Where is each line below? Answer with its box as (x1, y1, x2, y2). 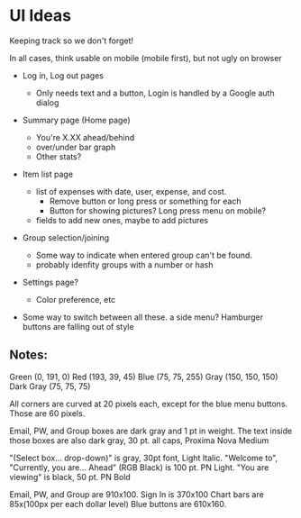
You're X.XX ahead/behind (35, 132, 135, 142)
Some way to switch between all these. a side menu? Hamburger (22, 312, 264, 323)
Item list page (22, 168, 74, 179)
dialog (35, 96, 59, 108)
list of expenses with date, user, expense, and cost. (35, 186, 227, 196)
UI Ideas (9, 5, 72, 26)
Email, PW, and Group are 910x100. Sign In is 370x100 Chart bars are (9, 488, 264, 500)
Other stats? (35, 150, 82, 162)
